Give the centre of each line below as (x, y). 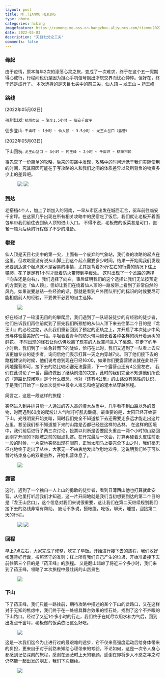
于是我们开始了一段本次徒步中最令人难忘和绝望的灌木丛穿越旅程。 (72, 385)
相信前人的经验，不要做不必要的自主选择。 (52, 297)
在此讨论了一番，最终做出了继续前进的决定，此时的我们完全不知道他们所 (82, 372)
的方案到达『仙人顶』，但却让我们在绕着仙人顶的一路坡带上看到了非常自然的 (82, 285)
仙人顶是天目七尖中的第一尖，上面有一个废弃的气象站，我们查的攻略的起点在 (82, 254)
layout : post (18, 10)
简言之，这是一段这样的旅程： (35, 395)
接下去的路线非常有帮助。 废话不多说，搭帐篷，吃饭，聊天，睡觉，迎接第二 (81, 509)
